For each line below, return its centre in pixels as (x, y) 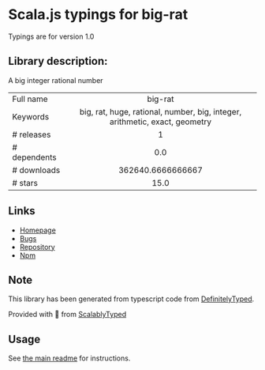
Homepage (38, 230)
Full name (30, 99)
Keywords (31, 116)
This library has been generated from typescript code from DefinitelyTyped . (131, 299)
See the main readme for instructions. (69, 358)
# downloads (36, 170)
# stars (25, 183)
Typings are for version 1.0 (51, 36)
